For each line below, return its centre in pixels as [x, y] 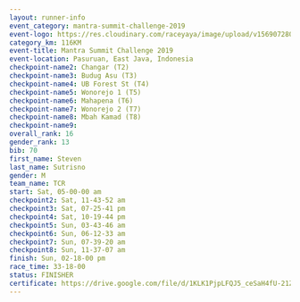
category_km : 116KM [46, 42]
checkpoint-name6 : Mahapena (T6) [71, 101]
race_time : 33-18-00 [48, 267]
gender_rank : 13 [39, 142]
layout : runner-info [48, 17]
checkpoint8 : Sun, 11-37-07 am [67, 250]
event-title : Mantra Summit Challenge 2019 [92, 51]
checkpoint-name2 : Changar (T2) [69, 68]
